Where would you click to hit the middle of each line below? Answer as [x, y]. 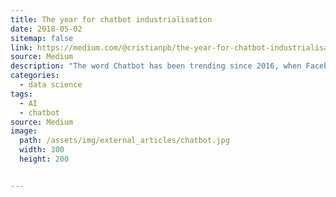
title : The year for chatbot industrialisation [111, 19]
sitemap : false [42, 38]
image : [24, 131]
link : [21, 47]
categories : [35, 76]
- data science [51, 85]
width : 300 [42, 150]
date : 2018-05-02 [46, 29]
